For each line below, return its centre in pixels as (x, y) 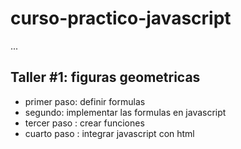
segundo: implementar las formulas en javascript (125, 112)
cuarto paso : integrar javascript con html (109, 133)
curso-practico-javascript (121, 18)
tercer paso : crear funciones (84, 123)
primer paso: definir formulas (85, 101)
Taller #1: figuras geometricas (105, 77)
